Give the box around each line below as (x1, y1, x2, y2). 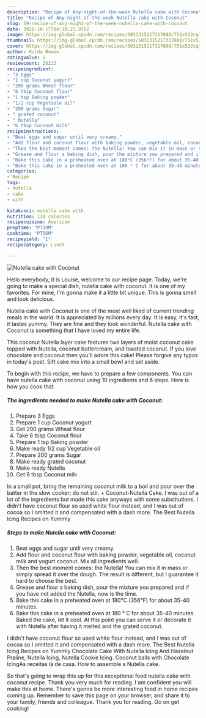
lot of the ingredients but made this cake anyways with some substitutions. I (7, 495, 198, 503)
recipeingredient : (7, 65, 54, 72)
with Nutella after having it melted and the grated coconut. (15, 622, 163, 630)
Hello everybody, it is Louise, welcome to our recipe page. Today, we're (7, 276, 187, 283)
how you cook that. (7, 383, 56, 390)
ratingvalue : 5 (7, 54, 46, 61)
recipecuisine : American (7, 219, 70, 225)
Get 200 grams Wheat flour (15, 425, 85, 432)
